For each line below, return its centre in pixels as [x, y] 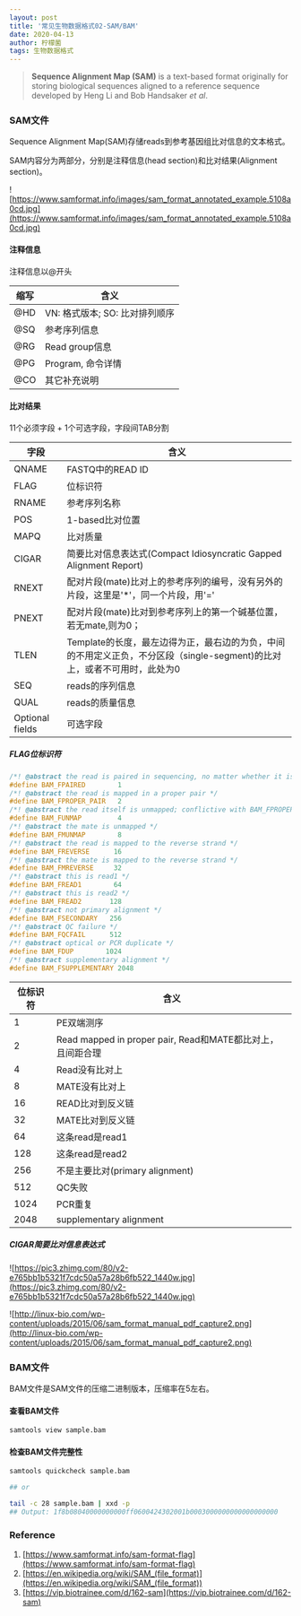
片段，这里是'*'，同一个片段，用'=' [141, 595]
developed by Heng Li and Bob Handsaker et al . [120, 96]
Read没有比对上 [90, 1070]
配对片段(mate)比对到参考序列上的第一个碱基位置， [175, 612]
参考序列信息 [72, 330]
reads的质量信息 [101, 702]
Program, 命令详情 [83, 363]
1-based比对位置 [103, 519]
